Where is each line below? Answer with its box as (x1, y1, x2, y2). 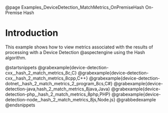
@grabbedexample (116, 96, 156, 102)
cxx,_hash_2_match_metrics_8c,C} (5, 70, 77, 76)
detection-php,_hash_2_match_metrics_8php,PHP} (5, 91, 111, 97)
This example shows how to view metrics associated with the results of (5, 44, 153, 50)
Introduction (5, 27, 59, 39)
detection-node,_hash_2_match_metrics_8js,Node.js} (5, 96, 116, 102)
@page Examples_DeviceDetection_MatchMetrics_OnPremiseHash (5, 5, 144, 10)
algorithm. (5, 54, 27, 61)
